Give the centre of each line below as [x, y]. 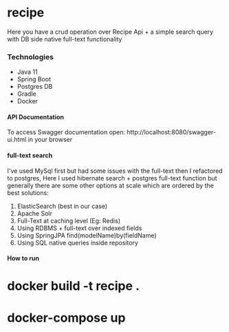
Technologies [30, 56]
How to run [23, 258]
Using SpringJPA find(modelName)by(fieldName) [87, 235]
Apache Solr [35, 213]
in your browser [50, 140]
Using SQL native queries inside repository [78, 242]
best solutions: [28, 193]
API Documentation [35, 117]
